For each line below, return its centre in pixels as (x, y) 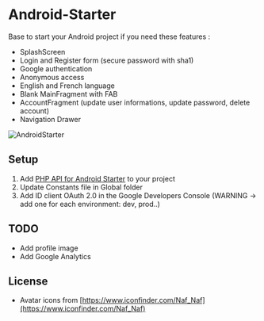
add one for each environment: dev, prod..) (90, 204)
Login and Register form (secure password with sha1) (107, 60)
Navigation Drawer (50, 119)
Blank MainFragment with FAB (69, 94)
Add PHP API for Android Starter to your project (98, 178)
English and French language (67, 86)
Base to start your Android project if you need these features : (109, 36)
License (28, 281)
